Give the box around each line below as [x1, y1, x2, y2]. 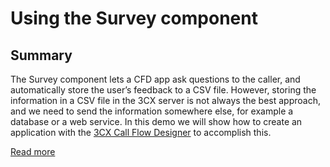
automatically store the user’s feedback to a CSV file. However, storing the [10, 84, 317, 96]
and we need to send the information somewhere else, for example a [10, 105, 294, 117]
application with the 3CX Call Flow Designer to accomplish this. [10, 127, 272, 138]
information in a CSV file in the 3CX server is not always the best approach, [10, 95, 321, 106]
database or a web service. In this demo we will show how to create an [10, 116, 303, 127]
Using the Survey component [10, 7, 258, 30]
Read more [10, 146, 56, 157]
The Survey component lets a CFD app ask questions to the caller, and [10, 73, 301, 85]
